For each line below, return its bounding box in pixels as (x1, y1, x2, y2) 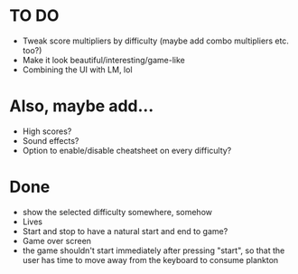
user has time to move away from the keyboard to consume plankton (22, 254, 279, 265)
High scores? (22, 126, 72, 137)
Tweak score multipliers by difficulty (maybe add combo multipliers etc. (22, 35, 289, 46)
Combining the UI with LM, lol (22, 64, 133, 75)
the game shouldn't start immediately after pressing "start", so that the (22, 245, 285, 256)
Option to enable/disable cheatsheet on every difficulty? (22, 145, 232, 156)
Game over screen (22, 235, 92, 246)
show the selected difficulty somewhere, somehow (22, 206, 212, 217)
